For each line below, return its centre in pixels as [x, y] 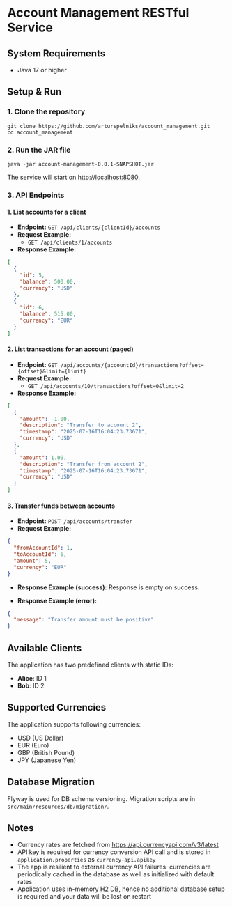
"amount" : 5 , [32, 561]
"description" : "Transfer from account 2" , [84, 464]
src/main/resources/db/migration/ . [58, 806]
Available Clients [45, 648]
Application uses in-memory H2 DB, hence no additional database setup [121, 889]
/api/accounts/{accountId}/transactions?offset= [132, 365]
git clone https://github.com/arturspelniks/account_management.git [109, 126]
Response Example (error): [57, 600]
